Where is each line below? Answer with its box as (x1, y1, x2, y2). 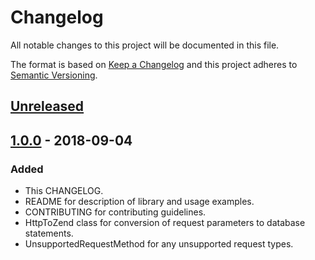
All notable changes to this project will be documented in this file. (10, 39, 280, 51)
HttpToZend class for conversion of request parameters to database (24, 217, 306, 229)
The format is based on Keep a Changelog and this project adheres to (10, 58, 298, 70)
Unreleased (10, 98, 85, 115)
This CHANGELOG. (24, 185, 104, 197)
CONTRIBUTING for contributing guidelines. (24, 206, 207, 218)
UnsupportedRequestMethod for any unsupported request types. (24, 238, 294, 250)
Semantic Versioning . (10, 69, 98, 81)
